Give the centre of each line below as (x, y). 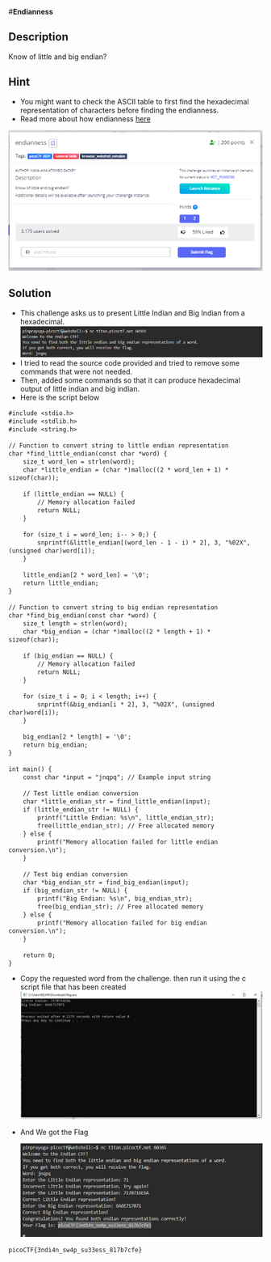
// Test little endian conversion (81, 794)
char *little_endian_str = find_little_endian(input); (117, 802)
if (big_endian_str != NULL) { (75, 891)
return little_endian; (61, 583)
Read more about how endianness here (85, 119)
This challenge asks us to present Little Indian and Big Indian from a (133, 313)
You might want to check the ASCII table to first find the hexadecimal (134, 101)
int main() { (30, 769)
